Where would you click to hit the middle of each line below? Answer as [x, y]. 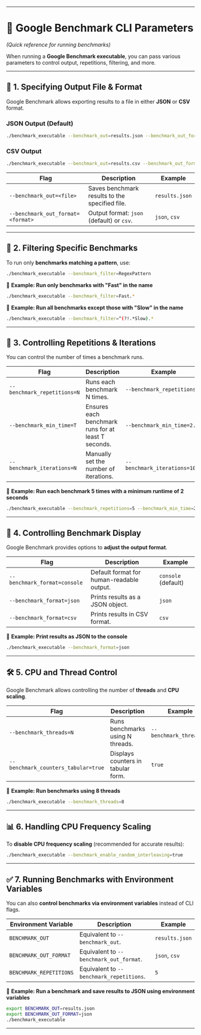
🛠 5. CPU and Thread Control [62, 673]
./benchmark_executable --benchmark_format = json [68, 648]
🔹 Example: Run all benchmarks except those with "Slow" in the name [95, 307]
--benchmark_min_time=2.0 [162, 426]
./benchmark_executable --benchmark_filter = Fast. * [71, 296]
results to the [107, 196]
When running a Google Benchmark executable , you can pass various [93, 56]
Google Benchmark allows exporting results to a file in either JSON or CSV [98, 101]
